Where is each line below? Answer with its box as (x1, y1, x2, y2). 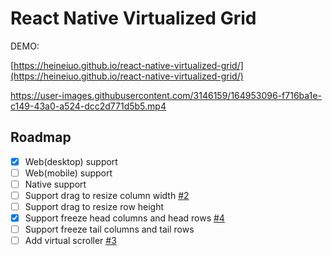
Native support (24, 178, 87, 190)
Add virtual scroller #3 (24, 235, 117, 247)
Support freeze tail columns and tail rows (24, 223, 195, 236)
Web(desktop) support (24, 155, 118, 167)
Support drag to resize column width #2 (24, 189, 190, 201)
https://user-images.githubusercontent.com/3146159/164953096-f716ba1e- (10, 89, 322, 101)
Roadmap (10, 129, 72, 146)
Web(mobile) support (24, 167, 113, 179)
